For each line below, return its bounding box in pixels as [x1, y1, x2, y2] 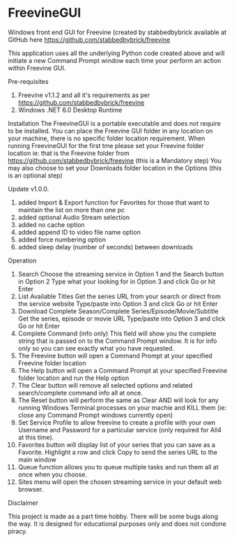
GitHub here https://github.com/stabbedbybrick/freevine [8, 35, 171, 43]
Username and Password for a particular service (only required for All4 [17, 425, 222, 434]
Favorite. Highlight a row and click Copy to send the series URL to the [17, 448, 218, 456]
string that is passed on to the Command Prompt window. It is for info [17, 337, 217, 345]
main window [17, 455, 56, 464]
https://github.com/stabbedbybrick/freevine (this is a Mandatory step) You [8, 156, 222, 165]
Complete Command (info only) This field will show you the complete [17, 329, 217, 337]
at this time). [17, 433, 54, 441]
